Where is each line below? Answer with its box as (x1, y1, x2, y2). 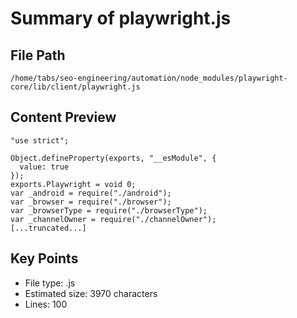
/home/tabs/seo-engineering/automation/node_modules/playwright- (10, 73, 288, 83)
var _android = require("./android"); (10, 188, 172, 198)
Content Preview (10, 109, 117, 126)
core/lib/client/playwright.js (10, 82, 141, 92)
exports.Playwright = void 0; (10, 179, 137, 189)
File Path (10, 47, 66, 64)
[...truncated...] (10, 223, 87, 233)
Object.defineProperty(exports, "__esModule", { (10, 153, 217, 163)
